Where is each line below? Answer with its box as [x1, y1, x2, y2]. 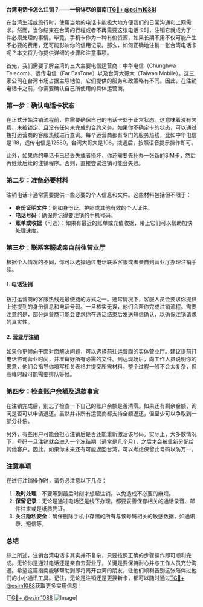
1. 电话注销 [6, 281, 33, 288]
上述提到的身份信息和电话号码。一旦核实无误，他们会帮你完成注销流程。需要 [6, 303, 197, 310]
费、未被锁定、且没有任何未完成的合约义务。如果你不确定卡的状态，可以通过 [6, 124, 197, 131]
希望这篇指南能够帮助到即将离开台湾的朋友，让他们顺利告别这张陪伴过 [16, 567, 192, 574]
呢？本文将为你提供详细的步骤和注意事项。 [6, 49, 112, 56]
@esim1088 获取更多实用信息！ [6, 582, 83, 589]
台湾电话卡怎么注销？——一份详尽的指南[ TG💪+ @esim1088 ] [6, 6, 157, 13]
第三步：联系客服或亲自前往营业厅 [6, 243, 106, 252]
